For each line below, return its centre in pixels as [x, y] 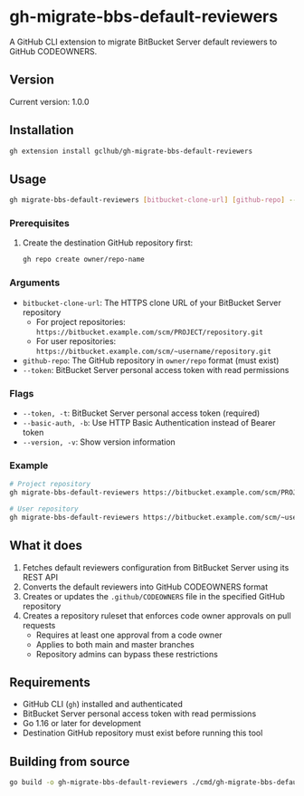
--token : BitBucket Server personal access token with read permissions [156, 369]
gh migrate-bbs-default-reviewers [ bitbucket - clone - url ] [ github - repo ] [147, 200]
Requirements [50, 682]
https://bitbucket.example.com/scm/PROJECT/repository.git [150, 332]
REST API [40, 577]
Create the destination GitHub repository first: [108, 243]
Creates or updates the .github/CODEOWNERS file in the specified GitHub [153, 596]
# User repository [44, 509]
